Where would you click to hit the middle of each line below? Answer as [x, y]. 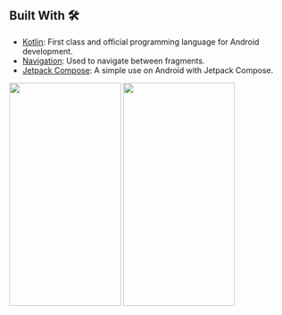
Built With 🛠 [45, 16]
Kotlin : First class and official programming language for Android [141, 41]
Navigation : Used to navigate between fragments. [113, 61]
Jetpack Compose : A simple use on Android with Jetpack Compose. [148, 70]
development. [47, 51]
